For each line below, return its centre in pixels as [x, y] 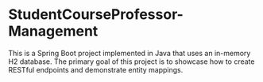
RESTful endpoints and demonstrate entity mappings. [96, 69]
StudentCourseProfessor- [96, 15]
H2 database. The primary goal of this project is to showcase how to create [131, 61]
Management [53, 31]
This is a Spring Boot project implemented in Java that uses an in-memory [130, 53]
